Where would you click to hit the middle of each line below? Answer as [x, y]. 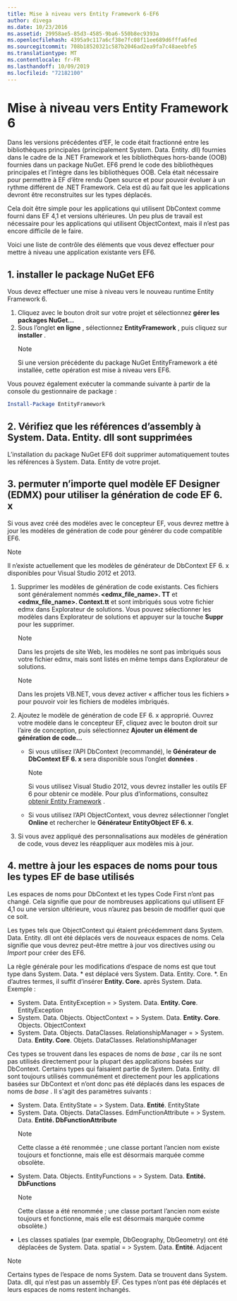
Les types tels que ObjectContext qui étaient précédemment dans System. [115, 930]
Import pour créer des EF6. [47, 952]
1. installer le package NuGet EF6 [81, 274]
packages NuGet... [46, 320]
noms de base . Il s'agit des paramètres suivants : [79, 1091]
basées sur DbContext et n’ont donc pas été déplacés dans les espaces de [116, 1083]
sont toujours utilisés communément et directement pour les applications [113, 1076]
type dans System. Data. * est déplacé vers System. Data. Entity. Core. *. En [117, 974]
